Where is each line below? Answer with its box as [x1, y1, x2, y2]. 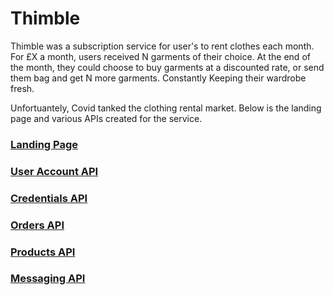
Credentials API [10, 191, 88, 205]
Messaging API [10, 272, 86, 286]
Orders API [10, 218, 65, 232]
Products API [10, 245, 76, 259]
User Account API [10, 164, 99, 178]
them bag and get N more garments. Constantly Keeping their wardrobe [10, 72, 307, 84]
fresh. [10, 82, 35, 94]
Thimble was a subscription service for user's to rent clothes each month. [10, 40, 315, 52]
